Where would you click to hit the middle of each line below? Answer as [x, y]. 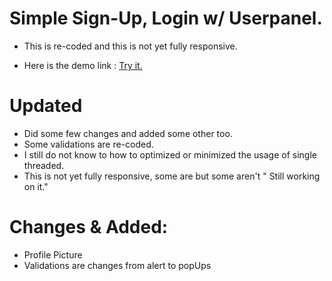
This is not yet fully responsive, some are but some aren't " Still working [172, 176]
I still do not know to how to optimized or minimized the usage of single [170, 154]
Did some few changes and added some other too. [128, 133]
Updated [46, 106]
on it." [36, 186]
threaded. [44, 165]
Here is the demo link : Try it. [83, 65]
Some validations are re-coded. [88, 144]
